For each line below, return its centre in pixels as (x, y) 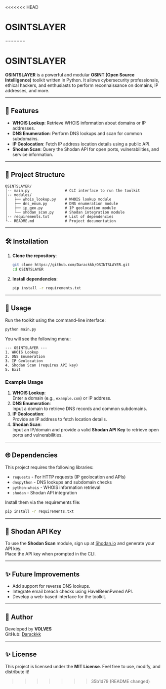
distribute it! (17, 672)
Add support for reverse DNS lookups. (51, 586)
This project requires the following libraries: (49, 467)
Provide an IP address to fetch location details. (60, 419)
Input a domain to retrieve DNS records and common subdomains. (80, 409)
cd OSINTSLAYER (28, 270)
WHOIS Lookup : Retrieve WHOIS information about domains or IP (79, 123)
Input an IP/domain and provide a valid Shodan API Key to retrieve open (85, 429)
